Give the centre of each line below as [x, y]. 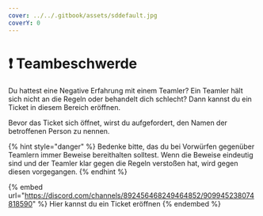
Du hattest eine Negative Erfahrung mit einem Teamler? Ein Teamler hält [126, 91]
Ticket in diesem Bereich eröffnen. [65, 108]
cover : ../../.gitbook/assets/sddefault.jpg [83, 15]
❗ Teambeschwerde [73, 63]
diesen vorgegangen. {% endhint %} [68, 172]
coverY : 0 [25, 23]
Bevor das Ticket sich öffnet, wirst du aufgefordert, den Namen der [118, 123]
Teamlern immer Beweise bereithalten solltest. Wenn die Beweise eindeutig [131, 155]
